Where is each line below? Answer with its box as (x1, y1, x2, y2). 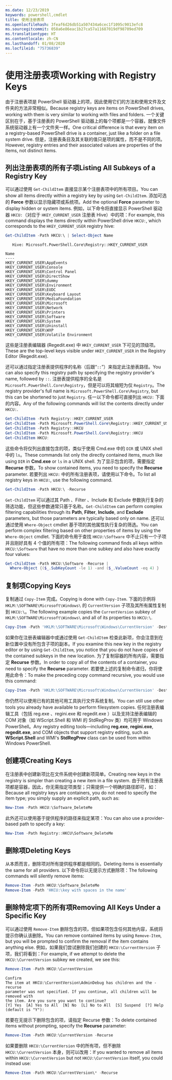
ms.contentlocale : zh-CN (5, 37, 58, 42)
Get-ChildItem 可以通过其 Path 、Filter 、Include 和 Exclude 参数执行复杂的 (5, 497, 164, 503)
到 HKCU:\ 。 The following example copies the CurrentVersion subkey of (5, 609, 156, 615)
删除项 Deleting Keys (5, 846, 71, 855)
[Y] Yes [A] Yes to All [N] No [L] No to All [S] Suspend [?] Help (5, 1002, 164, 1008)
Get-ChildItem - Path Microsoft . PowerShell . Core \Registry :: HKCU (5, 430, 143, 436)
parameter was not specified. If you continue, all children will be (5, 989, 157, 994)
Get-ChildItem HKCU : (5, 435, 50, 440)
